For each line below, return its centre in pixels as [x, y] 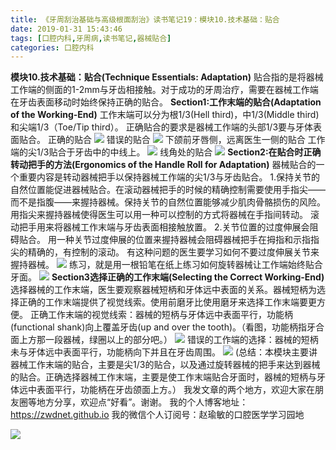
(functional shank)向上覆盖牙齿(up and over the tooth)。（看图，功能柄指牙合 [167, 327]
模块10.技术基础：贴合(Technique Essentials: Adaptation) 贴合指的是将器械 [167, 77]
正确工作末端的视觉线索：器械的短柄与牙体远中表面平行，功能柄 [161, 315]
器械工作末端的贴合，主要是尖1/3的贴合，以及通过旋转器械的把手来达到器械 [165, 365]
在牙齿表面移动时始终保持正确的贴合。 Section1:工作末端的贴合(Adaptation [166, 102]
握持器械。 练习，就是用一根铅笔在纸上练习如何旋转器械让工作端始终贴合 [166, 265]
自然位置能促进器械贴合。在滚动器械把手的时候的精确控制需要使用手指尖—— [168, 190]
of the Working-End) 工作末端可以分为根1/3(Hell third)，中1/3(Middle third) [165, 115]
